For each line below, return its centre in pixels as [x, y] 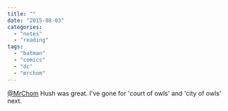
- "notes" [28, 34]
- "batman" [30, 54]
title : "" [22, 14]
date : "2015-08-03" [36, 21]
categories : [25, 27]
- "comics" [30, 60]
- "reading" [31, 40]
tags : [15, 47]
